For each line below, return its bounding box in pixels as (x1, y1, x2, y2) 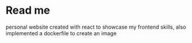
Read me (5, 4, 51, 17)
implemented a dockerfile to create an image (5, 29, 117, 36)
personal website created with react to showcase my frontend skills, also (5, 23, 187, 30)
